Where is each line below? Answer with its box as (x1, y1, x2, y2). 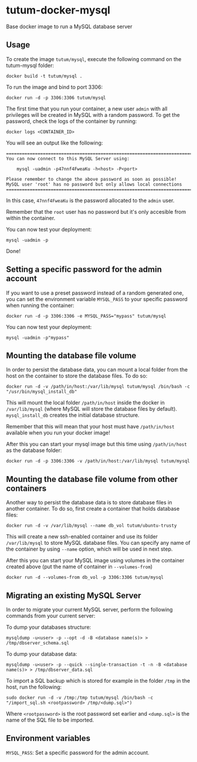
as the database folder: (6, 447, 62, 454)
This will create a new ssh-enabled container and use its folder (6, 533, 158, 540)
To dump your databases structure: (6, 623, 91, 630)
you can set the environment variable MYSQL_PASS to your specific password (6, 295, 188, 302)
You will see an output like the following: (6, 139, 103, 146)
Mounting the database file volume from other (6, 474, 178, 484)
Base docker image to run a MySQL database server (6, 23, 133, 30)
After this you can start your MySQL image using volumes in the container (6, 557, 185, 564)
